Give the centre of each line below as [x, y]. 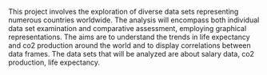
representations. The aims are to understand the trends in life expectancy [129, 37]
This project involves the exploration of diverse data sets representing [124, 12]
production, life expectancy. [54, 62]
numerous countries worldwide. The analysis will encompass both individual [134, 20]
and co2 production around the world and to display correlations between [130, 45]
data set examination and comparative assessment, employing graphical [128, 28]
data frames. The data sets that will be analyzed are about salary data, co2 [131, 54]
